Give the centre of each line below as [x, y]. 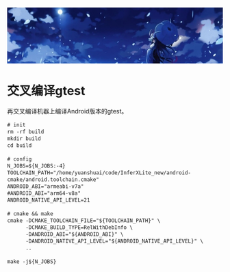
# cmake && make [30, 214]
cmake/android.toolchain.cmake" [53, 179]
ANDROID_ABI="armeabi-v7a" [46, 186]
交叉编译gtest [46, 91]
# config [20, 159]
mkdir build [24, 138]
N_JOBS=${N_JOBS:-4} [37, 166]
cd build [20, 145]
